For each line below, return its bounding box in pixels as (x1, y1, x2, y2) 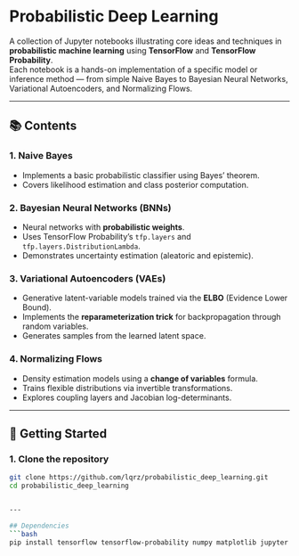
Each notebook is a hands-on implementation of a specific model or (9, 64, 258, 75)
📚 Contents (9, 119, 77, 134)
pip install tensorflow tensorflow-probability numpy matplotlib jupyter (9, 537, 289, 547)
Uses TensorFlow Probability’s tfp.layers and (21, 231, 191, 241)
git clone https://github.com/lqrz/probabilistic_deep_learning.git (9, 473, 269, 482)
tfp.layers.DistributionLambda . (21, 241, 141, 251)
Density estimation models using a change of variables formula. (21, 372, 258, 384)
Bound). (21, 302, 52, 313)
